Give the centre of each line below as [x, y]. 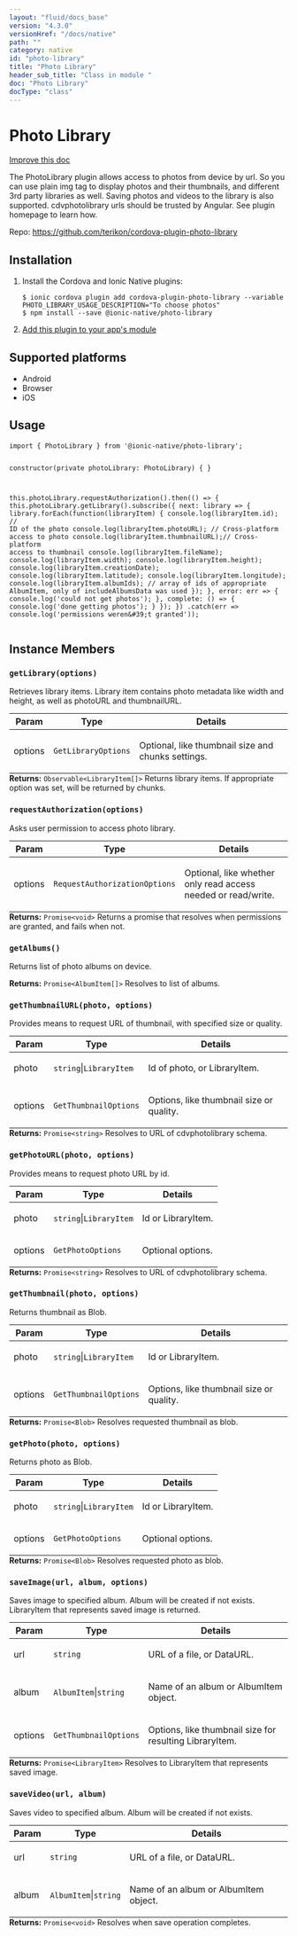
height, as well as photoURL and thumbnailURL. [95, 701]
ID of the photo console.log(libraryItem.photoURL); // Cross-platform [144, 529]
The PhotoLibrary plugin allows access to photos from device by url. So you [147, 177]
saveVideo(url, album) [58, 1794]
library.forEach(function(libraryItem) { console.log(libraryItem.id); [144, 513]
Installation [41, 259]
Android [36, 379]
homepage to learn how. [53, 215]
